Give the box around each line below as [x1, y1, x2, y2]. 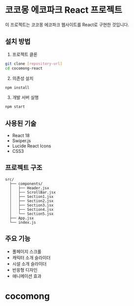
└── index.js [9, 220, 36, 225]
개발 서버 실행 [12, 94, 39, 101]
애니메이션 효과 [12, 273, 42, 279]
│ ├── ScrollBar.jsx [9, 190, 56, 195]
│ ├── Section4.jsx [9, 207, 54, 212]
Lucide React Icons [12, 143, 52, 149]
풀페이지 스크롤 [12, 249, 42, 254]
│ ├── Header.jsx [9, 185, 50, 191]
